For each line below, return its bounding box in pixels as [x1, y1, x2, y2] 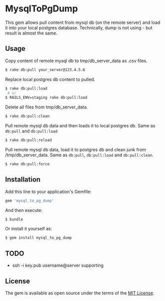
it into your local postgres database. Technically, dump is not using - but [5, 24, 153, 30]
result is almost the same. [5, 30, 58, 36]
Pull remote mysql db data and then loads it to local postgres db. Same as [5, 123, 156, 129]
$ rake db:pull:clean [5, 114, 50, 119]
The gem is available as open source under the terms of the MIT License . [5, 290, 155, 296]
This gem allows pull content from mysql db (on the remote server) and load [5, 19, 161, 25]
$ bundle [5, 217, 23, 222]
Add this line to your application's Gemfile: [5, 189, 92, 195]
